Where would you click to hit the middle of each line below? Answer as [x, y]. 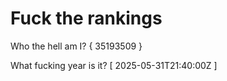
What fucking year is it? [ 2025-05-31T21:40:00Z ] [114, 65]
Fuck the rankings [86, 18]
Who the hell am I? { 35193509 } [76, 46]
